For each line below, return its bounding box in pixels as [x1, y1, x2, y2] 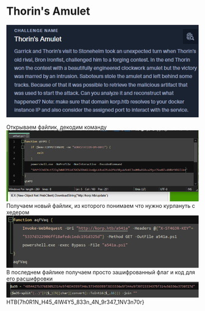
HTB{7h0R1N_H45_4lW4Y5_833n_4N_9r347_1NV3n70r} [6, 298, 145, 306]
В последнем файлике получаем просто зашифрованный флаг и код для [6, 269, 195, 276]
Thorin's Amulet [6, 4, 90, 18]
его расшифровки [6, 275, 53, 282]
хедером [6, 209, 29, 216]
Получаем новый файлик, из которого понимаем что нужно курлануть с [6, 202, 195, 210]
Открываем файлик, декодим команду [6, 123, 107, 131]
